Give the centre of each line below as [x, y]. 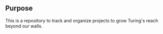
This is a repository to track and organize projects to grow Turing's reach [82, 20]
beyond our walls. [24, 26]
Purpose [19, 8]
